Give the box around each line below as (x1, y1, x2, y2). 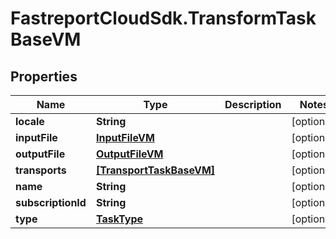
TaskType (95, 212, 143, 226)
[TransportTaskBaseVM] (95, 163, 216, 177)
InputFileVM (95, 131, 155, 144)
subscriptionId (15, 196, 87, 209)
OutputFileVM (95, 147, 164, 161)
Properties (10, 68, 78, 85)
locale (15, 115, 45, 128)
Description (224, 98, 282, 111)
